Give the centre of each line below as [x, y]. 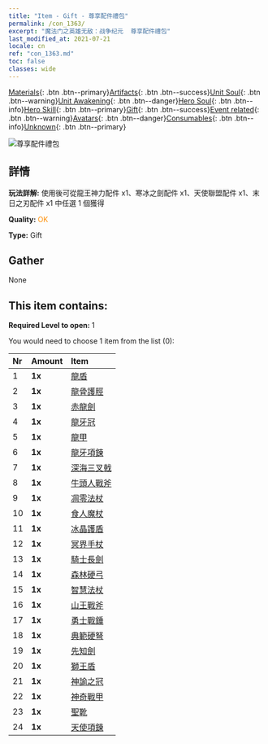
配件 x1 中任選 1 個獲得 [67, 203]
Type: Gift [25, 235]
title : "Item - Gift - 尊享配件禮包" [69, 16]
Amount [47, 361]
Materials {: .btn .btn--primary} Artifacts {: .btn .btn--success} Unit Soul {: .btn [135, 92]
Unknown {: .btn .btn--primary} [75, 126]
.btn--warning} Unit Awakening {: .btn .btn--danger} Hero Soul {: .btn [120, 101]
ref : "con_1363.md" [41, 54]
